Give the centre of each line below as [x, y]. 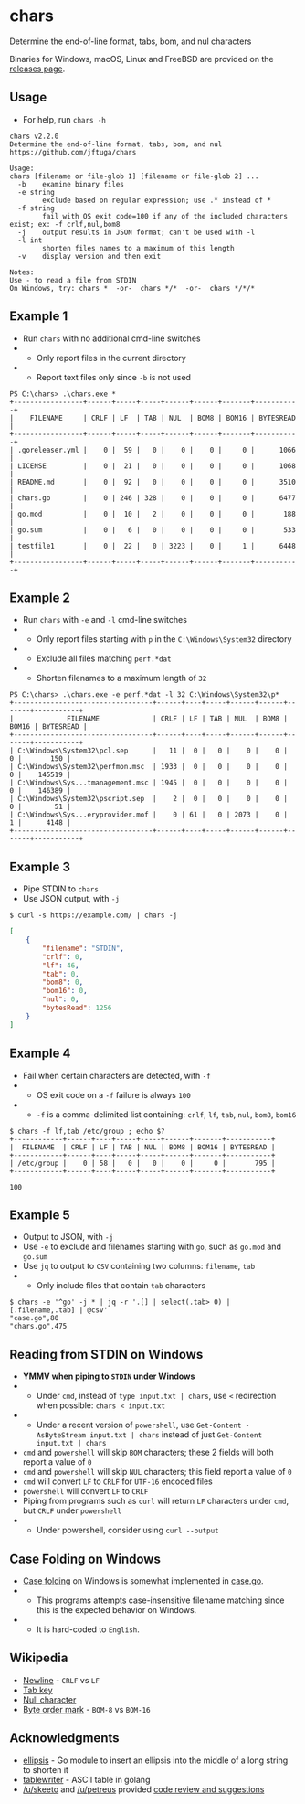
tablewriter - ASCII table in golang [86, 1779]
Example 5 [40, 1215]
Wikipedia [39, 1658]
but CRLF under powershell [72, 1510]
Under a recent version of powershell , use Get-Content [139, 1425]
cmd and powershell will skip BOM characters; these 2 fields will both [148, 1452]
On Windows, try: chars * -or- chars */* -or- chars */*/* [132, 288]
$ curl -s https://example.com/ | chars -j [94, 915]
